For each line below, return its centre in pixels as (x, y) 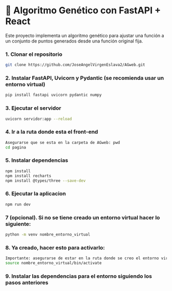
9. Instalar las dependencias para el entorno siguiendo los (79, 276)
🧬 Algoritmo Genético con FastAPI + (83, 11)
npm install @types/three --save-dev (46, 181)
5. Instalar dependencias (37, 160)
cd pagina (16, 147)
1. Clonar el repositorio (34, 54)
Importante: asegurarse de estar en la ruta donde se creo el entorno (82, 258)
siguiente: (18, 224)
